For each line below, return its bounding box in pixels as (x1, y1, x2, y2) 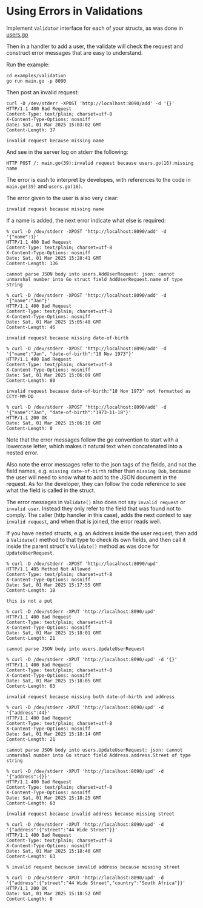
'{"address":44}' (6, 710, 50, 716)
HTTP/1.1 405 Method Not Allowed (6, 566, 91, 572)
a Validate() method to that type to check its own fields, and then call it (6, 536, 186, 543)
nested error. (6, 449, 39, 456)
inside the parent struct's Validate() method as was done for (6, 542, 159, 550)
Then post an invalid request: (6, 88, 79, 95)
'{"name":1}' (6, 234, 39, 240)
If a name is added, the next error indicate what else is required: (6, 217, 166, 224)
